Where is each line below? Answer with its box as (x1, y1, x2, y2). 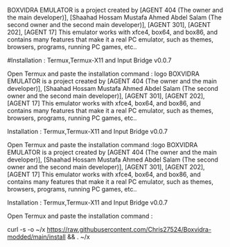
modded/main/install (7, 232, 66, 241)
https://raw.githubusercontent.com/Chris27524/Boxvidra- (46, 225, 212, 233)
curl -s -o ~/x (7, 225, 46, 233)
